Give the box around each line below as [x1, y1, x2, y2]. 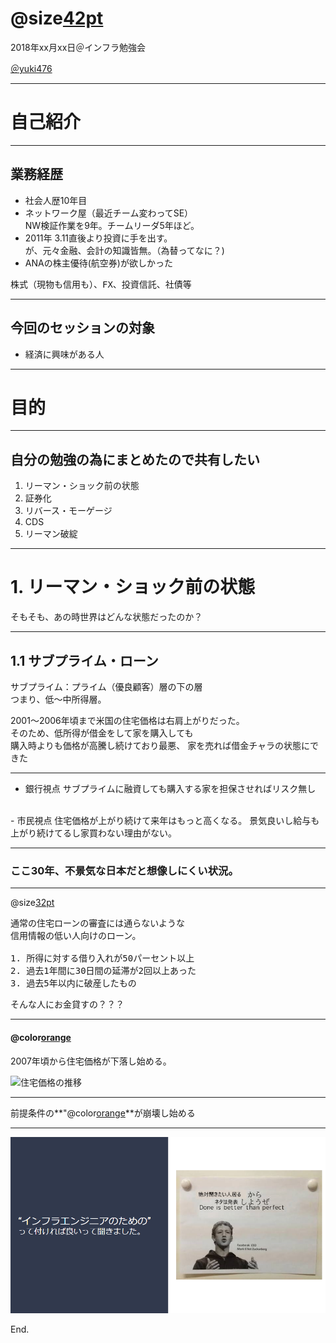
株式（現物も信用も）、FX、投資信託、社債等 [10, 278, 192, 290]
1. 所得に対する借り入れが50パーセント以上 [10, 953, 195, 964]
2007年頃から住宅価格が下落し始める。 [10, 1055, 172, 1067]
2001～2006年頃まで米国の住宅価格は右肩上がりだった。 [10, 715, 245, 726]
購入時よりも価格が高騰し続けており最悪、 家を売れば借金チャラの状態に [10, 740, 311, 751]
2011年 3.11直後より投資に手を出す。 [24, 232, 173, 244]
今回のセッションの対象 [10, 320, 155, 337]
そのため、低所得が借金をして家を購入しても [10, 727, 194, 739]
